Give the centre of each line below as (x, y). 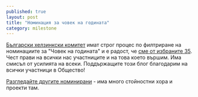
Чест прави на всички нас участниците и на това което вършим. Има (94, 57)
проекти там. (23, 88)
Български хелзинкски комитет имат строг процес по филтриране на (94, 45)
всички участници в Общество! (46, 70)
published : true (26, 12)
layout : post (22, 17)
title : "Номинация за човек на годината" (58, 22)
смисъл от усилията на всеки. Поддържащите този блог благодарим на (97, 64)
